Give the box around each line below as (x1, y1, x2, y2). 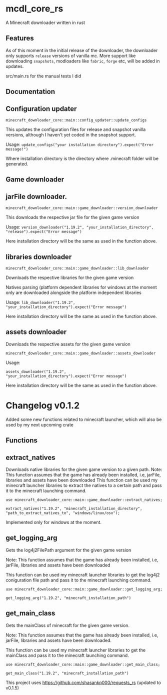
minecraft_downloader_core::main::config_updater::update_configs (5, 117, 147, 122)
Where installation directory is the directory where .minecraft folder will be (5, 155, 159, 161)
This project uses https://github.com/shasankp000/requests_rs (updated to (5, 679, 161, 685)
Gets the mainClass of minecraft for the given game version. (5, 622, 129, 628)
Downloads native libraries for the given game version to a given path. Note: (5, 466, 162, 472)
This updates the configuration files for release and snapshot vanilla (5, 126, 146, 132)
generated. (5, 160, 28, 166)
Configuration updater (5, 104, 77, 113)
